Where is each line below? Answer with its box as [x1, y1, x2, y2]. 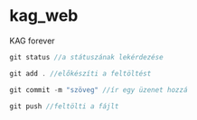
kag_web [9, 5, 79, 26]
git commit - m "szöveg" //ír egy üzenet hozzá [9, 85, 188, 95]
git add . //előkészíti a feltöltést [9, 69, 152, 78]
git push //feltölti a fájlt [9, 101, 119, 111]
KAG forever [9, 35, 56, 46]
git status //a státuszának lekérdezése [9, 52, 164, 61]
